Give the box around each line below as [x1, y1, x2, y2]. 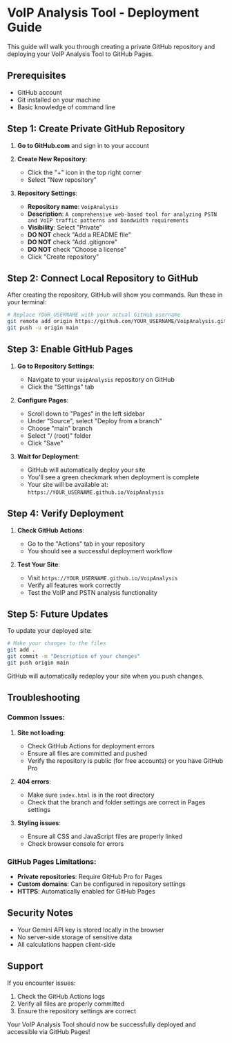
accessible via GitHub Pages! [7, 1027, 90, 1035]
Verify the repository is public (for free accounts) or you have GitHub [27, 756, 224, 765]
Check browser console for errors [27, 839, 124, 848]
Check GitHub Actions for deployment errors [27, 741, 155, 750]
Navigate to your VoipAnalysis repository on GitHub [27, 375, 175, 383]
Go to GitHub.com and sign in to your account [17, 141, 150, 149]
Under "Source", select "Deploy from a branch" [27, 416, 162, 425]
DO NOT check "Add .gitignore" [27, 237, 118, 246]
